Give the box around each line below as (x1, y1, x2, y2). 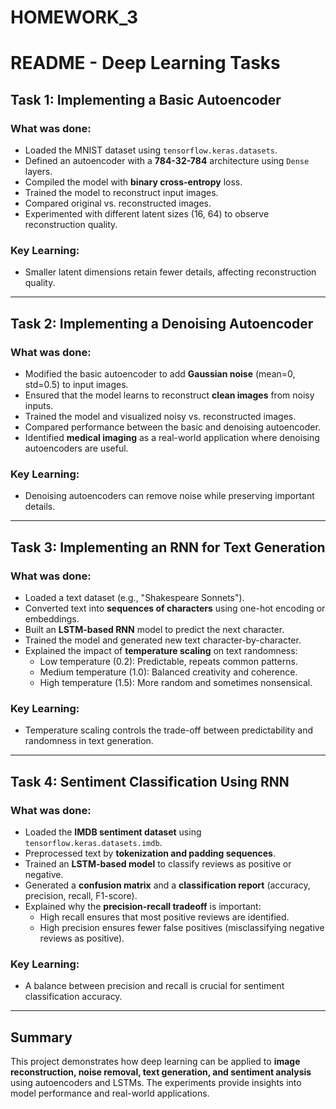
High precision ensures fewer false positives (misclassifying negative (39, 922, 325, 934)
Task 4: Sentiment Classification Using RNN (10, 773, 290, 790)
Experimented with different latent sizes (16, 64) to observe (24, 208, 270, 220)
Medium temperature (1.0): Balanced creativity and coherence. (39, 666, 298, 678)
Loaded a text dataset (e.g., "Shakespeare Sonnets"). (24, 592, 245, 604)
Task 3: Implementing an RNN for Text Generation (10, 539, 326, 556)
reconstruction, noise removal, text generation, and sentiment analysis (10, 1066, 312, 1078)
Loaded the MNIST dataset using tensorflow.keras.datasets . (24, 144, 278, 156)
